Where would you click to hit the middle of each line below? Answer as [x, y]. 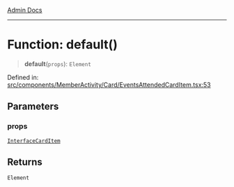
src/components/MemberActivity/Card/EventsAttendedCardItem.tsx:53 [109, 84]
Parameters [33, 107]
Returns [25, 162]
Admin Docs [25, 10]
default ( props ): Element [58, 64]
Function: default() [63, 45]
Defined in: [23, 77]
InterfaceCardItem [34, 141]
